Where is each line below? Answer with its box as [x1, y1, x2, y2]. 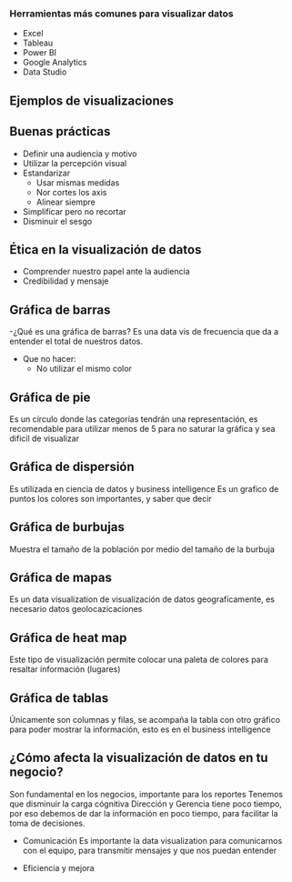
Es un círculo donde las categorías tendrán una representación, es [9, 413, 258, 425]
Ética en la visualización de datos [9, 242, 202, 257]
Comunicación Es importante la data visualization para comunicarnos [22, 835, 283, 846]
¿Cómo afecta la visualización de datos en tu [9, 750, 268, 766]
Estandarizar [22, 167, 71, 178]
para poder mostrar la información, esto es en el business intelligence [9, 724, 271, 735]
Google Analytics [22, 57, 87, 68]
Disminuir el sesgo [22, 215, 93, 226]
